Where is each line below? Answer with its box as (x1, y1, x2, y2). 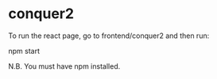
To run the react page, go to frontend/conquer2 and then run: (8, 31, 210, 40)
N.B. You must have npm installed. (8, 61, 121, 71)
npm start (8, 46, 41, 55)
